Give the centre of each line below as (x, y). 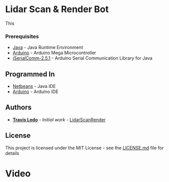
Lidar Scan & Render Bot (57, 9)
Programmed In (30, 74)
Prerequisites (22, 36)
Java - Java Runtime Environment (48, 48)
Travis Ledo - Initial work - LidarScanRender (59, 119)
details (12, 153)
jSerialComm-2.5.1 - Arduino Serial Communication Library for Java (82, 58)
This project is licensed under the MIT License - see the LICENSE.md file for (85, 148)
